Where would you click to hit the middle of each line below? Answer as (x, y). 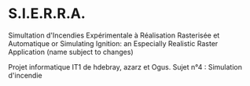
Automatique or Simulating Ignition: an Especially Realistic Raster (113, 43)
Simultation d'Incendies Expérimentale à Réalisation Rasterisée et (114, 35)
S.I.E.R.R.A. (47, 14)
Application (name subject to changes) (71, 52)
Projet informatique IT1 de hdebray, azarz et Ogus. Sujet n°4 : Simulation (125, 66)
